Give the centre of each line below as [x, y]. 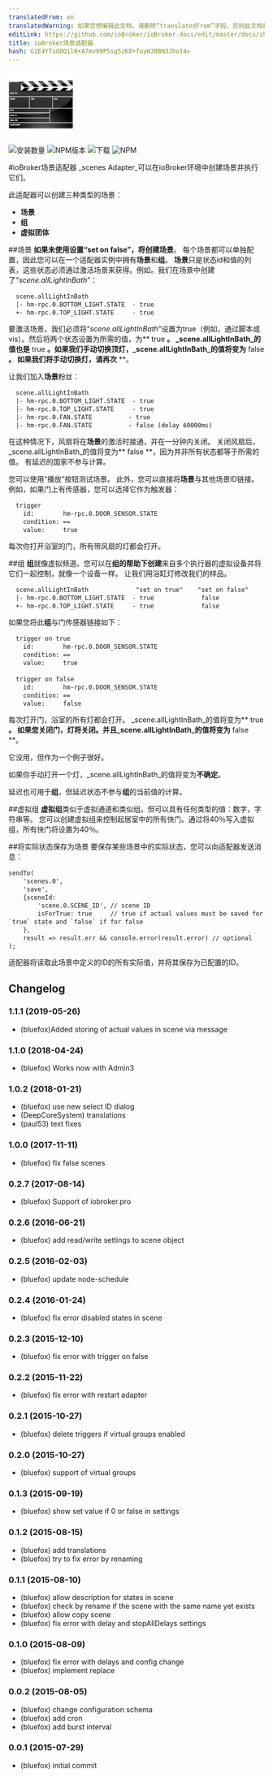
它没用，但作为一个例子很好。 [58, 757]
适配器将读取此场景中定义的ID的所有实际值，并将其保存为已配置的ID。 [126, 963]
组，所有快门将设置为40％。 [56, 829]
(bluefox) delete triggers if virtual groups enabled [102, 1434]
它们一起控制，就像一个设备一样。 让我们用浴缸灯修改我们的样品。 [120, 573]
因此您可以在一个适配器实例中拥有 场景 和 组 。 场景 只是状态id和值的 [133, 260]
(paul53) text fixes [51, 1124]
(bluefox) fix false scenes [63, 1162]
